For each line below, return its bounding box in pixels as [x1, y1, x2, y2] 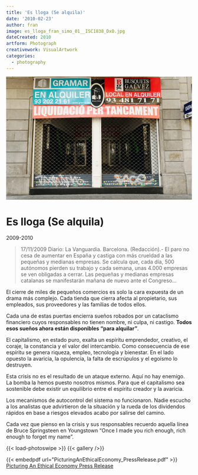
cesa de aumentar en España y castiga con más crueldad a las [20, 252, 173, 259]
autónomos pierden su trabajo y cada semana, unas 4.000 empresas [20, 265, 188, 272]
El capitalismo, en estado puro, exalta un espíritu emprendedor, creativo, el [6, 337, 188, 344]
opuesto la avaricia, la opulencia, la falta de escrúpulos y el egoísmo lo [6, 355, 178, 362]
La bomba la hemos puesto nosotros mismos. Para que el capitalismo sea [6, 379, 185, 386]
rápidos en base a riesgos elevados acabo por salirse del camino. [6, 410, 166, 417]
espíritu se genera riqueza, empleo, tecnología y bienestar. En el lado [6, 349, 174, 356]
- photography [11, 59, 46, 65]
